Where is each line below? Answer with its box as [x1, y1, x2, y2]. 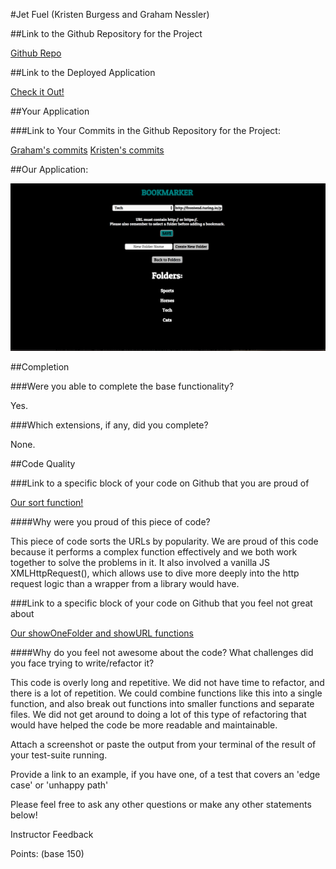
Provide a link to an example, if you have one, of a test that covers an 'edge [10, 769, 321, 781]
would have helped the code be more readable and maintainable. [10, 719, 278, 731]
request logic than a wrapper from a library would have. [10, 578, 240, 590]
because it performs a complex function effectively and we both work [10, 546, 298, 558]
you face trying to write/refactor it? [10, 657, 155, 669]
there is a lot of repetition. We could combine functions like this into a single [10, 687, 323, 699]
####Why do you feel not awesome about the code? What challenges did [10, 647, 314, 659]
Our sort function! [10, 497, 84, 509]
